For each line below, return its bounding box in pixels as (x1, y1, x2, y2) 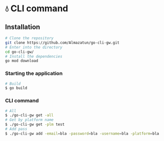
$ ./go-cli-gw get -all (5, 113, 54, 118)
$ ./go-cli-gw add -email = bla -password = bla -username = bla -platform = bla (5, 131, 160, 136)
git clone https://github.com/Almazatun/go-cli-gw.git (5, 40, 120, 45)
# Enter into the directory (5, 45, 63, 49)
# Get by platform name (5, 117, 54, 122)
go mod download (5, 58, 38, 64)
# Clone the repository (5, 36, 54, 41)
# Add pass (5, 127, 27, 132)
